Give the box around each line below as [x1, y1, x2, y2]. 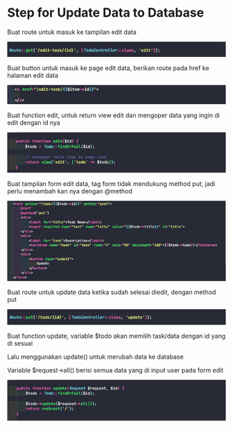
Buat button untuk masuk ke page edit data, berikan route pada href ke [7, 64, 209, 72]
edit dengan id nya [7, 118, 60, 126]
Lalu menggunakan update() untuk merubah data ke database [7, 352, 184, 361]
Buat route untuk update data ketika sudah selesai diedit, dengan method [7, 288, 216, 296]
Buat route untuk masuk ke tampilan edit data [7, 28, 137, 36]
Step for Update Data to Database [7, 5, 205, 21]
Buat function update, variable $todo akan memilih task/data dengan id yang [7, 332, 226, 340]
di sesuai [7, 339, 33, 348]
